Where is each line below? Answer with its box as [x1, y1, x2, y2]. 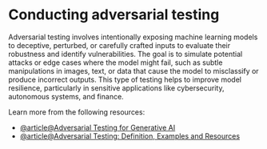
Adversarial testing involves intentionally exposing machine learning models [8, 32, 258, 42]
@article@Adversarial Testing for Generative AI [19, 123, 176, 132]
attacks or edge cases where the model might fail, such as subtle [8, 58, 223, 67]
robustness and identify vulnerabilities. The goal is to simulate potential [8, 49, 243, 58]
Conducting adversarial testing [8, 6, 220, 24]
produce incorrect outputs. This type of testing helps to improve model [8, 74, 242, 84]
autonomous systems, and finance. [8, 91, 124, 101]
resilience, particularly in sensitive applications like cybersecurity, [8, 83, 225, 93]
